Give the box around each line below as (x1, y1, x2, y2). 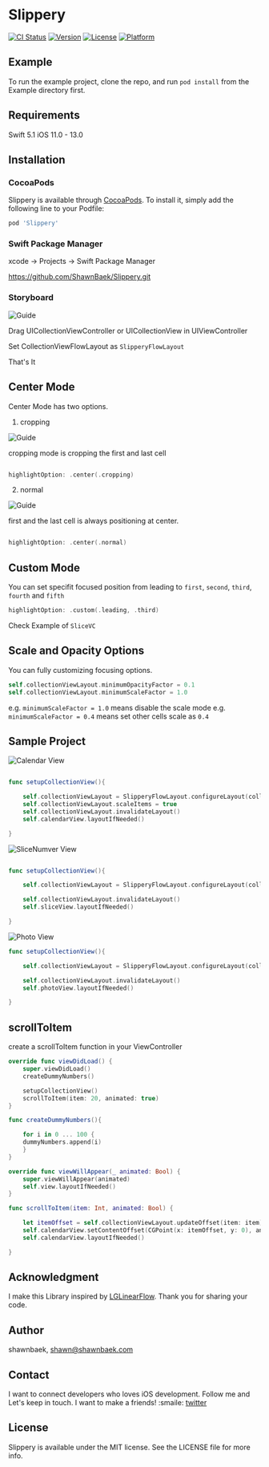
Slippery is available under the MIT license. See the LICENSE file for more (8, 1442, 251, 1452)
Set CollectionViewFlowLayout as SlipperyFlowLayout (8, 341, 185, 351)
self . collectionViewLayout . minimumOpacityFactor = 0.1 (8, 680, 195, 689)
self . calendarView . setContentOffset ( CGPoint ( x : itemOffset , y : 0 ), (22, 1226, 252, 1234)
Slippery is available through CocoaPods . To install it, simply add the (8, 195, 235, 205)
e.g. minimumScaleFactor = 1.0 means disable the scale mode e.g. (8, 703, 226, 712)
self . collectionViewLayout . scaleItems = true (22, 800, 178, 808)
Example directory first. (8, 85, 86, 95)
